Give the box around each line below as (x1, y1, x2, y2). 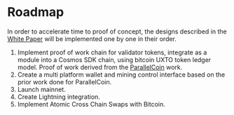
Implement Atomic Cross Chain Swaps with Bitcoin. (17, 100, 166, 108)
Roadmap (7, 4, 64, 20)
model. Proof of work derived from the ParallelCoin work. (17, 63, 183, 71)
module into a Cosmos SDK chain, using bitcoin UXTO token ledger (17, 55, 212, 63)
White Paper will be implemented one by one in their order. (7, 34, 177, 43)
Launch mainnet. (17, 85, 67, 93)
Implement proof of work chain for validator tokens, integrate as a (17, 48, 207, 56)
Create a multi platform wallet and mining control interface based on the (17, 70, 226, 79)
